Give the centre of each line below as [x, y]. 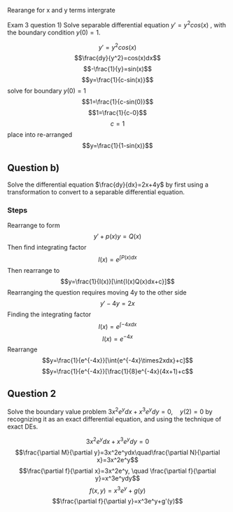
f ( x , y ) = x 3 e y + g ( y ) [118, 490]
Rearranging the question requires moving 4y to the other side [97, 292]
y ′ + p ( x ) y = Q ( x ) [118, 236]
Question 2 [32, 393]
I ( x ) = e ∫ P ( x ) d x [118, 259]
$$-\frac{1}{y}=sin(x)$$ [118, 69]
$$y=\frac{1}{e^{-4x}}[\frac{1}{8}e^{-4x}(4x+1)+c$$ [118, 372]
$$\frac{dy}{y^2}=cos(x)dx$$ [118, 58]
